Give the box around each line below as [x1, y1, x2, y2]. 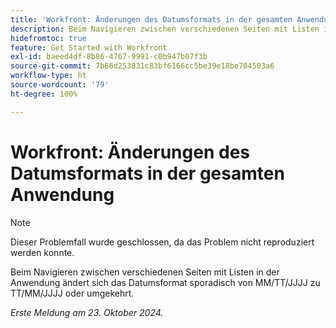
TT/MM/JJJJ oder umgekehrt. [10, 287, 135, 299]
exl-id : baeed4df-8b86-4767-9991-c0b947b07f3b [10, 52, 208, 62]
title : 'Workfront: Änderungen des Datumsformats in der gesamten [10, 14, 293, 25]
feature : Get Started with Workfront [10, 42, 168, 53]
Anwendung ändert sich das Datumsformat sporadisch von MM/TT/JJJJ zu [10, 276, 321, 288]
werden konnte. [10, 246, 75, 258]
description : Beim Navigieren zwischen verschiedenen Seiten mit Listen [10, 24, 320, 34]
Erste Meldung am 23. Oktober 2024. [10, 306, 164, 318]
